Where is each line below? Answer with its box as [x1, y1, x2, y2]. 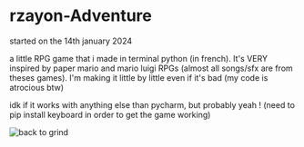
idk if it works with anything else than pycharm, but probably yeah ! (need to [9, 99, 296, 110]
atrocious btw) [9, 82, 65, 93]
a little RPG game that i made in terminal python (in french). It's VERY [9, 53, 269, 64]
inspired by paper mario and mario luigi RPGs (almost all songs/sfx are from [9, 63, 293, 73]
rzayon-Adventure [9, 5, 153, 26]
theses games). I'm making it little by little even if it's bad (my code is [9, 72, 269, 83]
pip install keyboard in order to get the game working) [9, 109, 211, 120]
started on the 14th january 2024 [9, 35, 133, 46]
